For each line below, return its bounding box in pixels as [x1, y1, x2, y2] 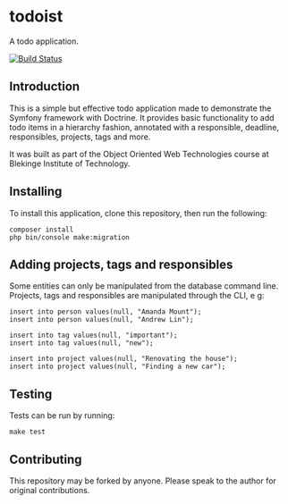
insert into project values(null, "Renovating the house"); [9, 355, 239, 364]
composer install [9, 225, 74, 234]
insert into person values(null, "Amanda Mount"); [9, 307, 202, 316]
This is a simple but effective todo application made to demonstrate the [9, 103, 272, 113]
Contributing [9, 451, 82, 466]
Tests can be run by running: [9, 410, 115, 421]
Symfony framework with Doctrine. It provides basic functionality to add [9, 112, 275, 122]
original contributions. [9, 485, 90, 495]
